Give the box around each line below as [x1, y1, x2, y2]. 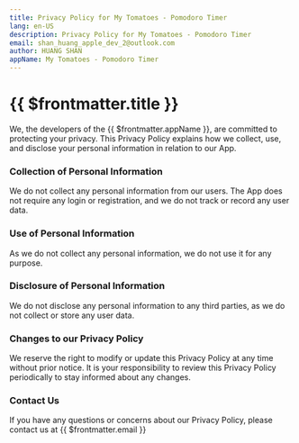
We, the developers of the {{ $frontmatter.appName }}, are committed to [9, 123, 277, 134]
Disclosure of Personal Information [9, 280, 166, 293]
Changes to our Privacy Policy [9, 332, 144, 345]
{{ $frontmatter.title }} [9, 94, 179, 114]
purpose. [9, 258, 43, 268]
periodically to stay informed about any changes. [9, 372, 192, 383]
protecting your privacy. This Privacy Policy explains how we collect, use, [9, 132, 282, 144]
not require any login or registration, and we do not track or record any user [9, 195, 290, 206]
